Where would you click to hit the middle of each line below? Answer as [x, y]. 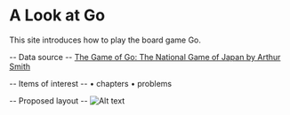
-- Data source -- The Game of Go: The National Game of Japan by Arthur [145, 57]
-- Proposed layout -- [48, 100]
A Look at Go [57, 15]
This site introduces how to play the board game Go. [105, 40]
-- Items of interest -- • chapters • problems [91, 83]
